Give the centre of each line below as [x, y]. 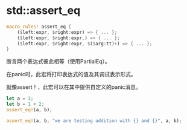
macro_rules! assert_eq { [39, 27]
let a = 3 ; [20, 99]
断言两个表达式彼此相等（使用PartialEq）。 [58, 62]
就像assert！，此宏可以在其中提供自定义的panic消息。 [74, 87]
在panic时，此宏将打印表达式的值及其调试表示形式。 [71, 74]
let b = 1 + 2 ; [25, 104]
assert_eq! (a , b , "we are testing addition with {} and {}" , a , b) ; [94, 121]
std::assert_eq [43, 11]
